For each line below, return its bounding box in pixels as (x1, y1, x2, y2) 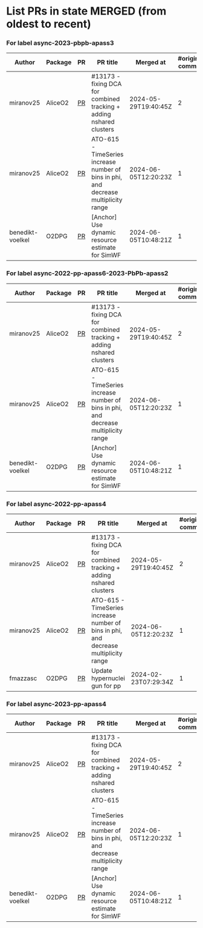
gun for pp (91, 682, 121, 690)
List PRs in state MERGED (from (6, 4, 167, 18)
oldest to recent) (6, 17, 92, 31)
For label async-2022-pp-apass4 (6, 499, 107, 508)
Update (91, 667, 113, 675)
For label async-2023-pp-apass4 (6, 700, 107, 708)
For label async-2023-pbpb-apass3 (6, 39, 114, 47)
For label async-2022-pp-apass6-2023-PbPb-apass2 (6, 269, 169, 278)
